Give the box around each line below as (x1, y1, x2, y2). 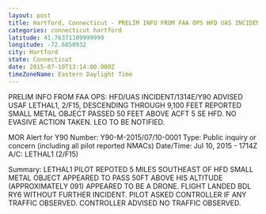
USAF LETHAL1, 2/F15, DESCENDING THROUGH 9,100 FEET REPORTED (8, 100, 242, 110)
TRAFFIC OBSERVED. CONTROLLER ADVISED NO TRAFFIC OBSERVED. (8, 198, 241, 208)
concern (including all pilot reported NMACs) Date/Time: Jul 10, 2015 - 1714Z (8, 141, 258, 150)
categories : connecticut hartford (8, 26, 123, 34)
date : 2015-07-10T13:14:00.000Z (8, 63, 115, 71)
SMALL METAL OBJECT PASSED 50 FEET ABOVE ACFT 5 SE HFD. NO (8, 108, 237, 118)
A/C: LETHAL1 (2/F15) (8, 149, 79, 159)
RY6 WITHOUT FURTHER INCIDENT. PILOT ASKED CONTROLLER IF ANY (8, 190, 247, 199)
